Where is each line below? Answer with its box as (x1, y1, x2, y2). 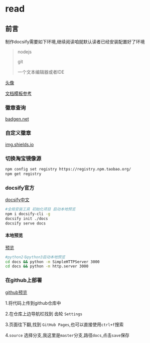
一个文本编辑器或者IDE (17, 69, 65, 75)
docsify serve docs (5, 220, 46, 226)
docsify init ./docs (5, 216, 49, 221)
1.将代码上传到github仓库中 (5, 300, 61, 306)
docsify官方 (5, 184, 35, 191)
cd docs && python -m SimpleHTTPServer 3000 (5, 259, 100, 264)
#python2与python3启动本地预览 (5, 254, 65, 260)
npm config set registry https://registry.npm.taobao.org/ (5, 166, 131, 171)
